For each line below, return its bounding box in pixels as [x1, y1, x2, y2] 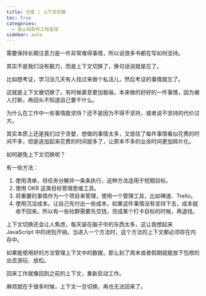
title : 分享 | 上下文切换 [6, 9, 66, 15]
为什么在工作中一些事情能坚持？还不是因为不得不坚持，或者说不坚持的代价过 [6, 109, 200, 117]
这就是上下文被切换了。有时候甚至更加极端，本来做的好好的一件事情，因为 [6, 88, 194, 96]
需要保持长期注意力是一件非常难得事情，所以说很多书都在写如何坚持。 [6, 50, 184, 57]
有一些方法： [6, 164, 39, 171]
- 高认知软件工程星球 [12, 26, 59, 33]
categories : [6, 20, 37, 26]
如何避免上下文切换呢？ [6, 151, 66, 158]
